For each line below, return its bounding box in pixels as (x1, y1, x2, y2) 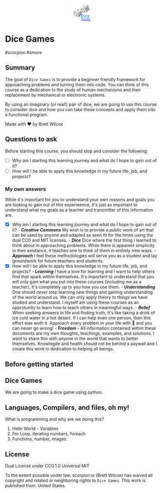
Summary (5, 64, 35, 72)
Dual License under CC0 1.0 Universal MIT (5, 463, 90, 469)
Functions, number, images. (12, 436, 68, 442)
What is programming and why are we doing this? (5, 416, 104, 422)
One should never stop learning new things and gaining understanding (12, 289, 153, 295)
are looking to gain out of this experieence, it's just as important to (5, 201, 138, 208)
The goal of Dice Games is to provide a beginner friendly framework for (5, 76, 146, 82)
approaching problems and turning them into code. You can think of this (5, 82, 149, 87)
